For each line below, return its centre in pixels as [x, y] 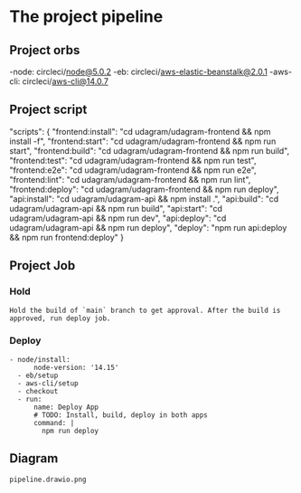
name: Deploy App [66, 407]
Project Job [42, 265]
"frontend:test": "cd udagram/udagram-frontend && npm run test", [133, 160]
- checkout [38, 391]
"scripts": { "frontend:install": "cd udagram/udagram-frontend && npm [140, 131]
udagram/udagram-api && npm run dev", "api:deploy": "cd [118, 218]
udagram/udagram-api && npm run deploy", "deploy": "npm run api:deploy [148, 227]
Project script [48, 110]
